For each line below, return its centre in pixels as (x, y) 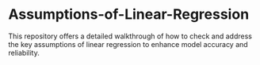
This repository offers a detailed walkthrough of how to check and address (130, 36)
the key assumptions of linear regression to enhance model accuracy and (128, 44)
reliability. (24, 52)
